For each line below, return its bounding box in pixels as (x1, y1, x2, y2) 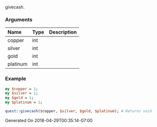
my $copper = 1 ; (5, 86, 38, 91)
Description (48, 29, 77, 36)
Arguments (5, 16, 33, 23)
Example (5, 75, 26, 82)
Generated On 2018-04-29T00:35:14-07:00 (5, 117, 93, 123)
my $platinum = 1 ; (5, 100, 43, 105)
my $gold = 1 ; (5, 95, 34, 100)
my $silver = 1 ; (5, 91, 38, 96)
